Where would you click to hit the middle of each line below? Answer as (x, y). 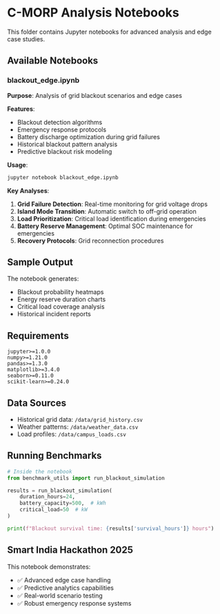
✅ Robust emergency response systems (74, 603)
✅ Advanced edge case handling (64, 580)
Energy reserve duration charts (61, 299)
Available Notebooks (53, 61)
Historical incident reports (54, 314)
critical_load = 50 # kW (54, 510)
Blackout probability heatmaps (60, 292)
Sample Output (40, 262)
